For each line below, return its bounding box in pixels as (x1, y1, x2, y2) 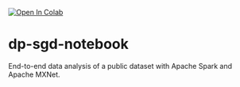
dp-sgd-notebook (8, 36, 130, 53)
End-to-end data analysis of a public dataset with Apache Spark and (8, 61, 233, 70)
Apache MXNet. (8, 70, 61, 79)
